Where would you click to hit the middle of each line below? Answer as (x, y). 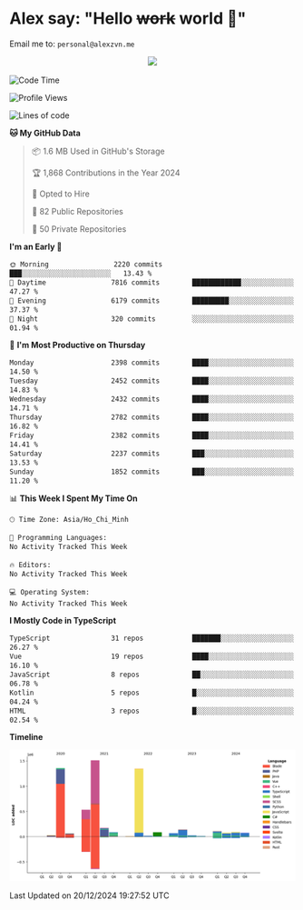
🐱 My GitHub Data (45, 133)
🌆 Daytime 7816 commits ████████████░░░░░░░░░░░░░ (152, 282)
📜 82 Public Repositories (78, 211)
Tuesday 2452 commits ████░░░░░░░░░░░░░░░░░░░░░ (152, 381)
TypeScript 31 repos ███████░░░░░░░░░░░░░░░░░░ (152, 638)
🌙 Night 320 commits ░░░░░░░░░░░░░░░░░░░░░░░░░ (152, 319)
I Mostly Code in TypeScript (63, 620)
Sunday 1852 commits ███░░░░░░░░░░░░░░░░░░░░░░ (152, 472)
